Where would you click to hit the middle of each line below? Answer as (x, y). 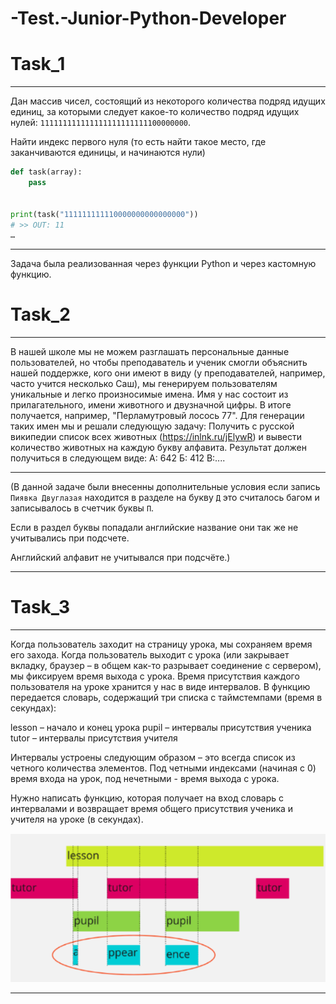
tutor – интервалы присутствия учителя (94, 738)
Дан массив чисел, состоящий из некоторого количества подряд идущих (168, 101)
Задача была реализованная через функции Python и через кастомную (163, 264)
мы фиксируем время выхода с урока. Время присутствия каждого (155, 676)
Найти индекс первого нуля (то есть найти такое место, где (138, 142)
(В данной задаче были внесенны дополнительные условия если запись (165, 487)
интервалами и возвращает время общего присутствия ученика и (152, 809)
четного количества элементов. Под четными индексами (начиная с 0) (163, 768)
